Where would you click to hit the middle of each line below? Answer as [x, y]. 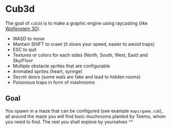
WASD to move [29, 39]
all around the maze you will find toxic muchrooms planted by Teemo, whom [86, 116]
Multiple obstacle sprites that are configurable [61, 66]
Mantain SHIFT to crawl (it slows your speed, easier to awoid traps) [84, 44]
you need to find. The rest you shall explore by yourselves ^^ [69, 122]
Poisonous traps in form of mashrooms [54, 82]
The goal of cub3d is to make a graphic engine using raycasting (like [77, 23]
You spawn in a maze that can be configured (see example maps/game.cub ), [84, 110]
